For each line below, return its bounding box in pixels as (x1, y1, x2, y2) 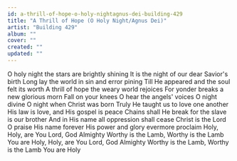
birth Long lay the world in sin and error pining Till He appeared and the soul (7, 77, 231, 85)
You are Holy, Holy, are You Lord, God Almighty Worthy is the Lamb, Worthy (7, 137, 229, 146)
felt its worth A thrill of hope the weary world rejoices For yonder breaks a (7, 85, 224, 93)
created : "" (7, 43, 43, 51)
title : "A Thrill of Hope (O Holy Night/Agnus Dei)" (7, 17, 167, 24)
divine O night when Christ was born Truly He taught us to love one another (7, 100, 229, 108)
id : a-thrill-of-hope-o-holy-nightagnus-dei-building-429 (7, 10, 183, 18)
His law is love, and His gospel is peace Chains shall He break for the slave (7, 108, 227, 116)
